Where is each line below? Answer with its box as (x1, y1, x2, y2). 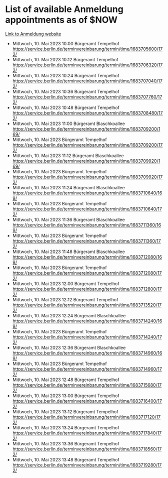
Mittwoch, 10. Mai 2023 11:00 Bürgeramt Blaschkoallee (12, 121, 125, 127)
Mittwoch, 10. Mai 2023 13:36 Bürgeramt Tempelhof (12, 440, 119, 446)
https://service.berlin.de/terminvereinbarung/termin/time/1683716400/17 (12, 398, 162, 404)
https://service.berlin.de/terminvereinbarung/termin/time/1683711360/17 (12, 237, 161, 244)
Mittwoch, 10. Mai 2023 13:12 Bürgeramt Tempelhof (12, 408, 118, 415)
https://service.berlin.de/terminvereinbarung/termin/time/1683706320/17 (12, 62, 163, 68)
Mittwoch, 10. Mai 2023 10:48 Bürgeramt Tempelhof (12, 104, 120, 110)
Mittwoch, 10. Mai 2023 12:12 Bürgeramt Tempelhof (12, 296, 118, 302)
